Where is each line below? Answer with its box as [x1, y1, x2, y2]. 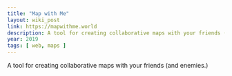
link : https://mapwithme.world [7, 23, 97, 30]
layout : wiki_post [7, 17, 60, 23]
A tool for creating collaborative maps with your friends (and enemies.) [7, 61, 209, 69]
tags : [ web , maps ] [7, 42, 67, 49]
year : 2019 [7, 36, 39, 43]
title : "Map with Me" [7, 10, 70, 17]
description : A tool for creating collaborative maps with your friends [7, 29, 221, 37]
